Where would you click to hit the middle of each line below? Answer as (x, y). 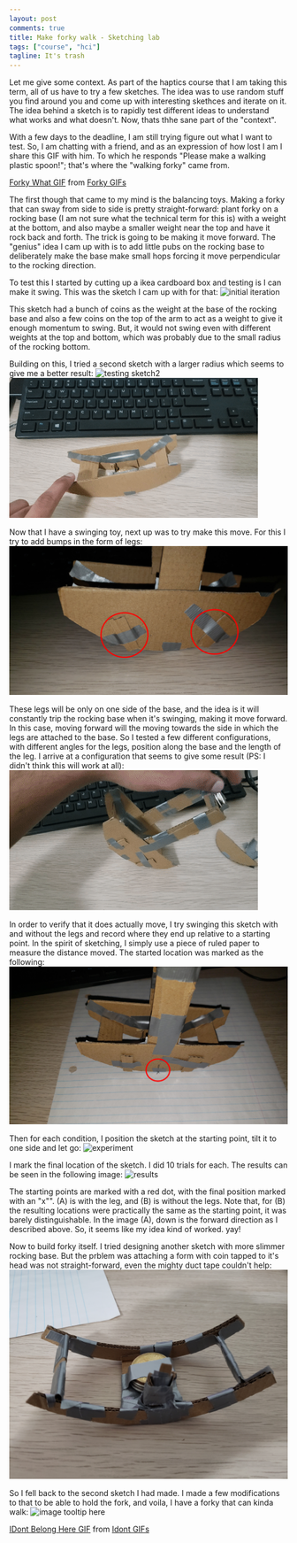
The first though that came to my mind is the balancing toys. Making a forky (147, 200)
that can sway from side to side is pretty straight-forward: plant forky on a (144, 209)
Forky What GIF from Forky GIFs (68, 182)
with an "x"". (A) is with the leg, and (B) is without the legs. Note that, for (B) (147, 1200)
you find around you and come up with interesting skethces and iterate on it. (148, 101)
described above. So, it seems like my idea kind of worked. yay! (125, 1229)
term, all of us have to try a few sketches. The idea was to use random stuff (147, 92)
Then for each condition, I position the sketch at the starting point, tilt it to (143, 1138)
